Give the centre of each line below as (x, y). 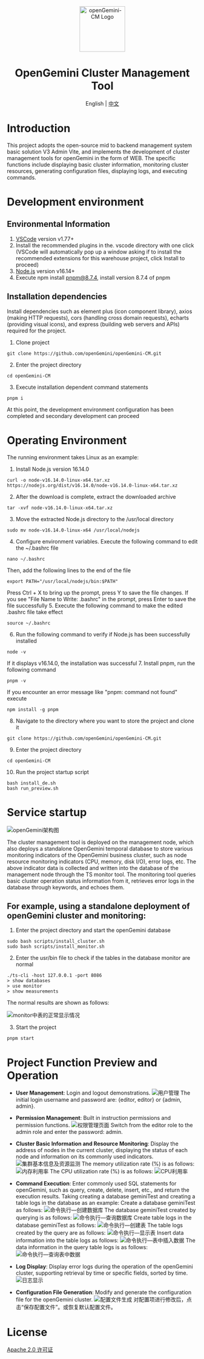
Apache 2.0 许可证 (30, 1350)
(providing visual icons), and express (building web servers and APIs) (94, 324)
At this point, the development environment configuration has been (90, 410)
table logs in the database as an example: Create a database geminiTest (105, 1203)
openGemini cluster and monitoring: (77, 916)
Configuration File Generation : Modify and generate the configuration (104, 1292)
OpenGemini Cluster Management (102, 73)
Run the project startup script (52, 772)
